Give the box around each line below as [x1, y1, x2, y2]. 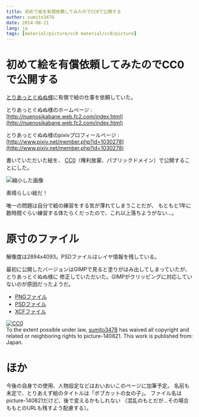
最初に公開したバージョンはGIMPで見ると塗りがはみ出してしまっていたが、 [6, 266, 191, 273]
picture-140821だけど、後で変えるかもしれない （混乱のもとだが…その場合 [6, 397, 189, 404]
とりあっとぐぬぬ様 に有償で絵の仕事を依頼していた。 [6, 94, 137, 101]
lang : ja [6, 25, 28, 31]
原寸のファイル [6, 233, 80, 246]
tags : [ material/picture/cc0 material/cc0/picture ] [6, 31, 137, 37]
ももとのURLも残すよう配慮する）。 [6, 404, 92, 411]
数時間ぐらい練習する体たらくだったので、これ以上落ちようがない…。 [6, 209, 177, 217]
